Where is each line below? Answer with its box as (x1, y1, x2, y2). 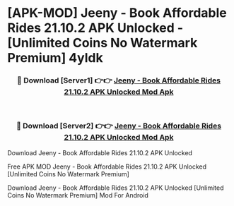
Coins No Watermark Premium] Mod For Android (7, 190, 148, 199)
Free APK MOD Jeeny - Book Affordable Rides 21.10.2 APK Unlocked (7, 162, 207, 171)
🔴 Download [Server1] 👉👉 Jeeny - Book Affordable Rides (16, 75, 221, 85)
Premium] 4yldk (7, 50, 104, 66)
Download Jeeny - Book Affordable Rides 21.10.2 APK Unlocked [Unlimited (7, 183, 224, 192)
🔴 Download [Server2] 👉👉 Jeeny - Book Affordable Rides (16, 121, 221, 131)
